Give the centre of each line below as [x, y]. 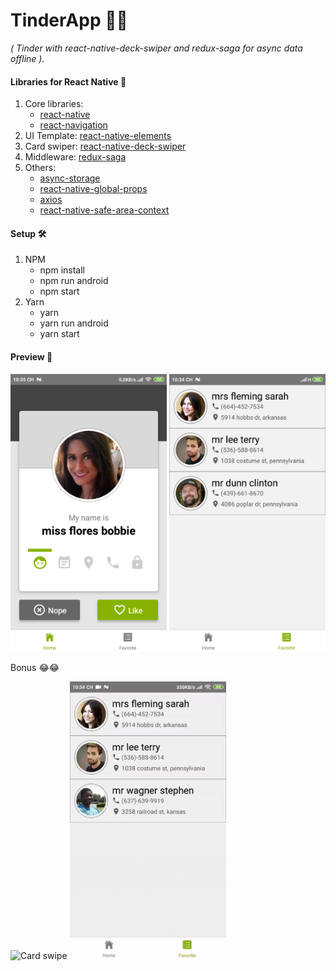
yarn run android [74, 323]
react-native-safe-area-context [104, 210]
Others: [40, 168]
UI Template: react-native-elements [98, 136]
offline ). [27, 58]
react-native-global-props [93, 189]
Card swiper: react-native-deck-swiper [105, 146]
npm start [59, 291]
